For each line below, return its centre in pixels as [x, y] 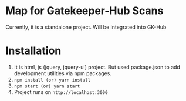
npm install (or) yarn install [52, 80]
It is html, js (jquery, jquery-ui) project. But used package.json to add [97, 67]
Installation [33, 51]
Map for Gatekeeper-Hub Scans [84, 11]
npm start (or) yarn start [47, 86]
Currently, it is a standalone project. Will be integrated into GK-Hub [86, 27]
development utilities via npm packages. [63, 73]
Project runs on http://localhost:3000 [61, 92]
